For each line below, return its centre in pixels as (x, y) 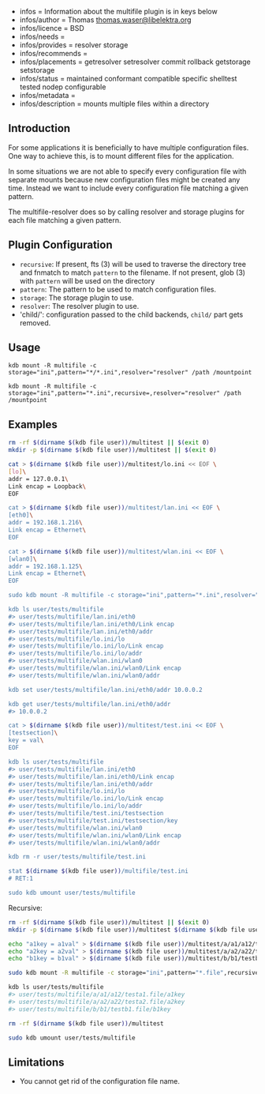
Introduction (39, 128)
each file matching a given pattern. (65, 220)
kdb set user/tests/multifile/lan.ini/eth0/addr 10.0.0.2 (105, 690)
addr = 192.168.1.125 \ (45, 566)
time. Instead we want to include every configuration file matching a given (128, 188)
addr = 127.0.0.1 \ (38, 479)
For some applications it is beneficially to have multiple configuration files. (129, 147)
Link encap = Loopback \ (47, 486)
